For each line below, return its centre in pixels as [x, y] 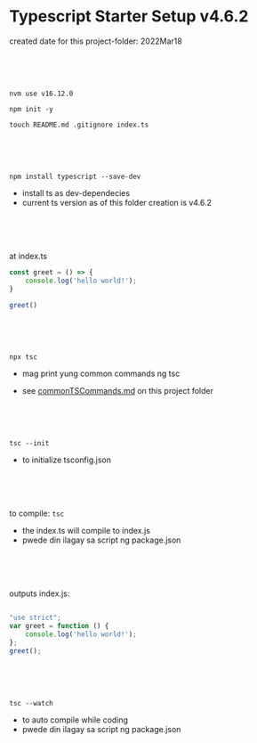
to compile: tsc [37, 513]
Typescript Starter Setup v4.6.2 [129, 16]
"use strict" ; [36, 618]
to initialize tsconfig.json [66, 460]
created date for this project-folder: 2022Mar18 [96, 41]
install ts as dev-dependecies [76, 192]
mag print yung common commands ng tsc [101, 374]
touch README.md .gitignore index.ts [79, 125]
